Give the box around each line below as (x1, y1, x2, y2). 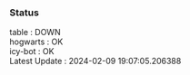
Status (9, 6, 39, 19)
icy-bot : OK (9, 46, 55, 57)
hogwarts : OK (9, 36, 64, 47)
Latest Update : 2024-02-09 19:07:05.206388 (9, 56, 182, 67)
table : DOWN (9, 27, 61, 38)
